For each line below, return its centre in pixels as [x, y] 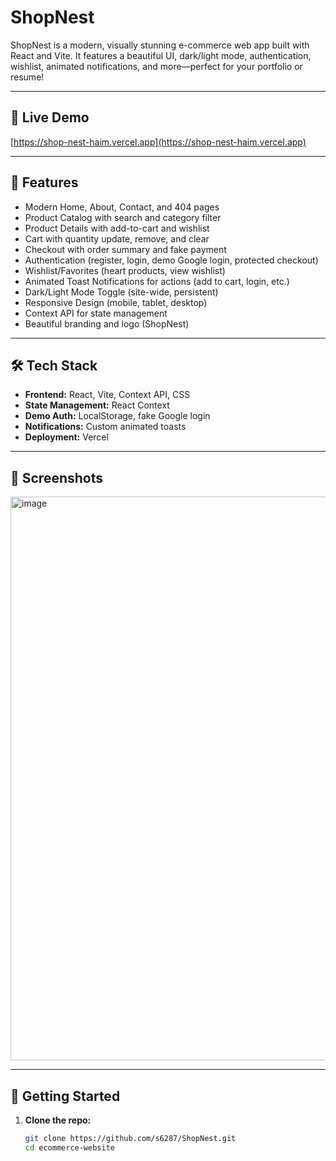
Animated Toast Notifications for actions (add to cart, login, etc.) [157, 281]
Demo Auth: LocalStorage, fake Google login [117, 416]
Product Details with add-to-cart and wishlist [117, 228]
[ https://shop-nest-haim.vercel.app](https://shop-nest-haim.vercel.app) [158, 142]
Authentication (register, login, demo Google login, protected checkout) [171, 260]
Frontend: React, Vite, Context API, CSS [107, 395]
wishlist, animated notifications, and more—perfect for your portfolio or [156, 66]
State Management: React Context [97, 405]
